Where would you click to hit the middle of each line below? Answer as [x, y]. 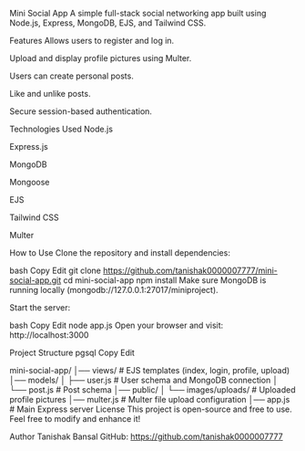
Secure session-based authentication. [81, 111]
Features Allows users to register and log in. [92, 41]
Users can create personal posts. [71, 76]
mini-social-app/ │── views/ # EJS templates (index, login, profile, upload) [150, 370]
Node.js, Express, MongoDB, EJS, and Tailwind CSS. [108, 23]
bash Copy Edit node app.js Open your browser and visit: [117, 325]
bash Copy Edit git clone [56, 270]
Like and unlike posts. [50, 94]
